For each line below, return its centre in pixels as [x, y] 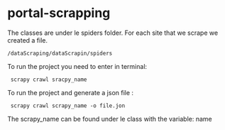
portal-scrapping [59, 13]
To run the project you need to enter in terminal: [77, 66]
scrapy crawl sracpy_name [49, 80]
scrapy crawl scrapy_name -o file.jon [68, 105]
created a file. [28, 40]
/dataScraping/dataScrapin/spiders [60, 53]
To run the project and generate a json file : [70, 92]
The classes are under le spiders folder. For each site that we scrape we [113, 33]
